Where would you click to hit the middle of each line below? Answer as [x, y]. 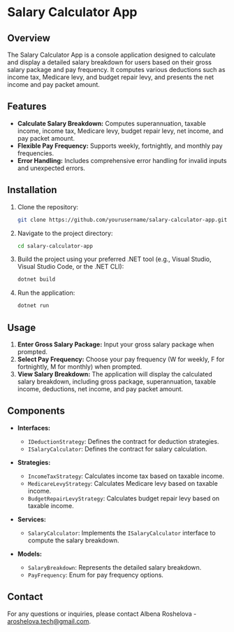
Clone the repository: [48, 206]
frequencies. [36, 153]
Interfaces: [34, 428]
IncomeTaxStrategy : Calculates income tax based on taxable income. [126, 476]
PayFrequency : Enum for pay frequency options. [96, 575]
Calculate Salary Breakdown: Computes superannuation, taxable [111, 123]
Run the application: [46, 293]
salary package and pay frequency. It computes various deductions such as [116, 70]
